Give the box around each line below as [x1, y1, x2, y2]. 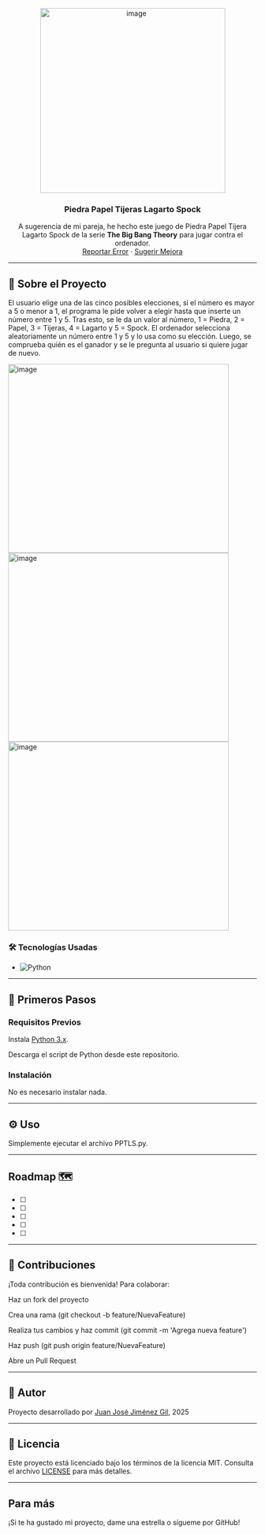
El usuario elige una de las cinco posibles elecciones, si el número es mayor [8, 298, 255, 308]
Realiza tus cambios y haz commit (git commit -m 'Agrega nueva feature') [8, 1325, 247, 1335]
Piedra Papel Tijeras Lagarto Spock [64, 204, 201, 215]
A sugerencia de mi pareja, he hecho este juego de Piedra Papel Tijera [18, 222, 247, 231]
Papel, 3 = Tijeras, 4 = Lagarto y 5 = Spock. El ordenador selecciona [8, 323, 230, 333]
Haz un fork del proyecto [8, 1294, 89, 1304]
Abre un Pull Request [8, 1356, 77, 1365]
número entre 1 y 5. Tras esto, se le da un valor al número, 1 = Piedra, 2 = [8, 315, 245, 324]
